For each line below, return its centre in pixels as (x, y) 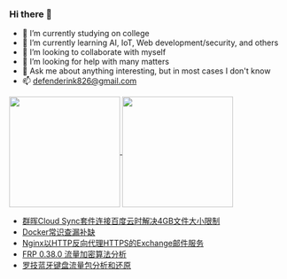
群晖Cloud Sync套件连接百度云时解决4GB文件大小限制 (121, 221)
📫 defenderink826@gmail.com (79, 81)
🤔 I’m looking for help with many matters (96, 62)
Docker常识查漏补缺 (58, 232)
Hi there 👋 (31, 14)
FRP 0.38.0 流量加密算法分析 (74, 254)
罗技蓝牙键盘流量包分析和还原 (76, 266)
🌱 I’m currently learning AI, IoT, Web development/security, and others (150, 43)
